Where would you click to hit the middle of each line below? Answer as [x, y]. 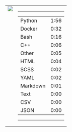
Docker [29, 29]
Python [29, 21]
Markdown [33, 86]
